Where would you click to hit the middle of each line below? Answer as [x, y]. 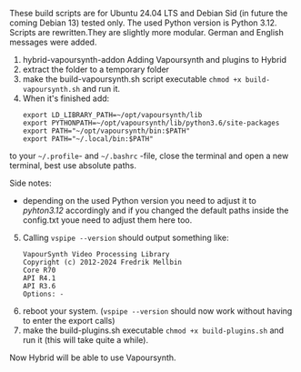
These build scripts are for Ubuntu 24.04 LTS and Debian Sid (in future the [149, 13]
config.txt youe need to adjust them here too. [107, 220]
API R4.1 [39, 278]
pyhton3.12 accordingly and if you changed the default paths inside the [156, 210]
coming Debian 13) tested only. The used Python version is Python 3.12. [143, 23]
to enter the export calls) [69, 321]
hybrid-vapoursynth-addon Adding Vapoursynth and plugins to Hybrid [155, 60]
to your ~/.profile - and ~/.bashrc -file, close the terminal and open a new [149, 156]
